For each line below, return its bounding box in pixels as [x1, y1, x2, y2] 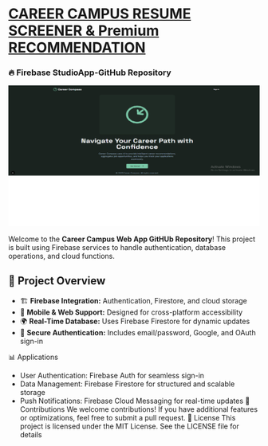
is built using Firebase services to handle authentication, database [8, 243, 226, 252]
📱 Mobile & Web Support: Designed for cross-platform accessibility [19, 307, 243, 317]
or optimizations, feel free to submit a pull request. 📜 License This [19, 413, 236, 422]
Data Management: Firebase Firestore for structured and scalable [19, 379, 235, 389]
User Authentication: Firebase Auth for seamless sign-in [19, 370, 205, 380]
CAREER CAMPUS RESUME [8, 5, 191, 23]
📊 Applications [8, 352, 58, 362]
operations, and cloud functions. [8, 252, 116, 260]
